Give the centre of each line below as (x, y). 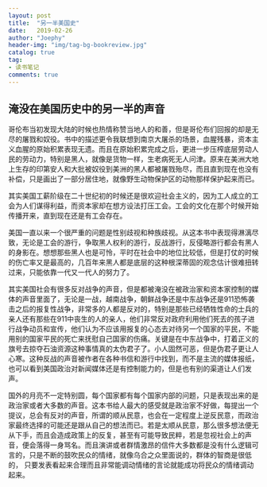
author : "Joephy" (37, 38)
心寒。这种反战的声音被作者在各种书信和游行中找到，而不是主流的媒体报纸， (133, 359)
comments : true (33, 75)
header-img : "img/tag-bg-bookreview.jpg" (78, 45)
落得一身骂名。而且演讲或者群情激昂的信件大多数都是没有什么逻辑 (143, 445)
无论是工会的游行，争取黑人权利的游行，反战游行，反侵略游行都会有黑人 (140, 242)
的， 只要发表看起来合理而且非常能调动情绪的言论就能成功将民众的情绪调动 (131, 465)
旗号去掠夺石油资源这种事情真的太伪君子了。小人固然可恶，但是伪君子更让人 (133, 349)
